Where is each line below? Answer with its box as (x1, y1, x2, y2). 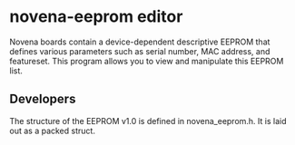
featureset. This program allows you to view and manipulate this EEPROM (9, 55, 284, 66)
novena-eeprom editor (9, 6, 183, 27)
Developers (9, 92, 76, 107)
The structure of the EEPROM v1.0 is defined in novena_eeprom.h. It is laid (9, 115, 288, 126)
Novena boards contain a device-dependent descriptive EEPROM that (9, 36, 270, 47)
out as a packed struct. (9, 125, 95, 136)
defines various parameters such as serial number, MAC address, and (9, 45, 270, 56)
